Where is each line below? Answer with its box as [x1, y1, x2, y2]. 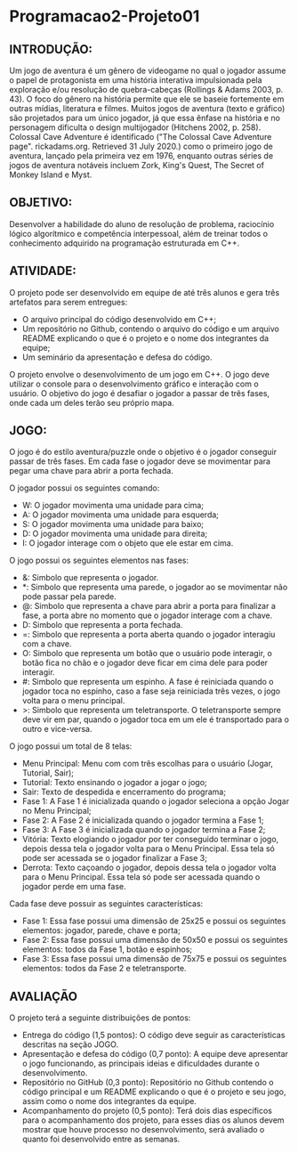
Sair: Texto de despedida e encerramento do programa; [21, 786, 227, 798]
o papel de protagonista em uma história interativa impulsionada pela [9, 75, 262, 85]
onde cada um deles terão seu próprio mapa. [9, 397, 175, 408]
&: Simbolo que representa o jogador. [21, 572, 159, 583]
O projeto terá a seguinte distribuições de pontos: [9, 1012, 191, 1023]
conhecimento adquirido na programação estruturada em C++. [9, 238, 240, 248]
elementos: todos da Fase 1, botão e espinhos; [21, 944, 193, 954]
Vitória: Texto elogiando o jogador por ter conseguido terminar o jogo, [21, 834, 279, 845]
